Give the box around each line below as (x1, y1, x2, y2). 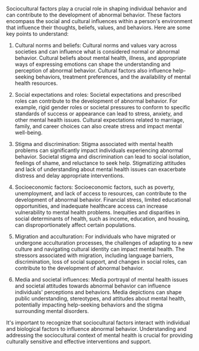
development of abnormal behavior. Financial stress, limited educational (14, 196, 191, 203)
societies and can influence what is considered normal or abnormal (14, 48, 180, 55)
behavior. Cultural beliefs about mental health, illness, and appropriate (14, 55, 187, 61)
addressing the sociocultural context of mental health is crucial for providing (6, 332, 193, 339)
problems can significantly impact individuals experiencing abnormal (14, 147, 184, 154)
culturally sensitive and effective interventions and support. (6, 338, 151, 345)
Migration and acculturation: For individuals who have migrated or (14, 233, 176, 240)
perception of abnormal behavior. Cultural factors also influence (14, 67, 172, 74)
